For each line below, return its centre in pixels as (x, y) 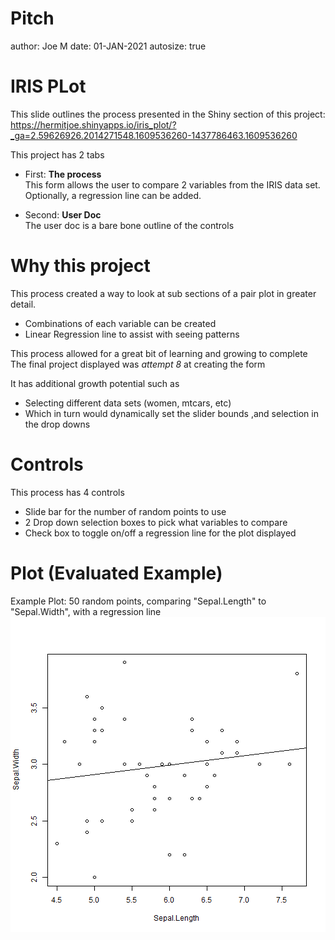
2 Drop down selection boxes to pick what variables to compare (156, 522)
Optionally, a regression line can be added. (113, 195)
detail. (23, 304)
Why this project (80, 266)
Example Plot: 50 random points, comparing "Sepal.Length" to (138, 601)
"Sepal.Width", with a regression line (86, 611)
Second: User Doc (63, 214)
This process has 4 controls (67, 492)
